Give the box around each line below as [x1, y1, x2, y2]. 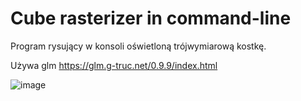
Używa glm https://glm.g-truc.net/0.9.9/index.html [10, 59, 218, 71]
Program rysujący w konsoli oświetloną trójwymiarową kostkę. [10, 40, 267, 52]
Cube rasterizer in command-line [10, 7, 292, 30]
